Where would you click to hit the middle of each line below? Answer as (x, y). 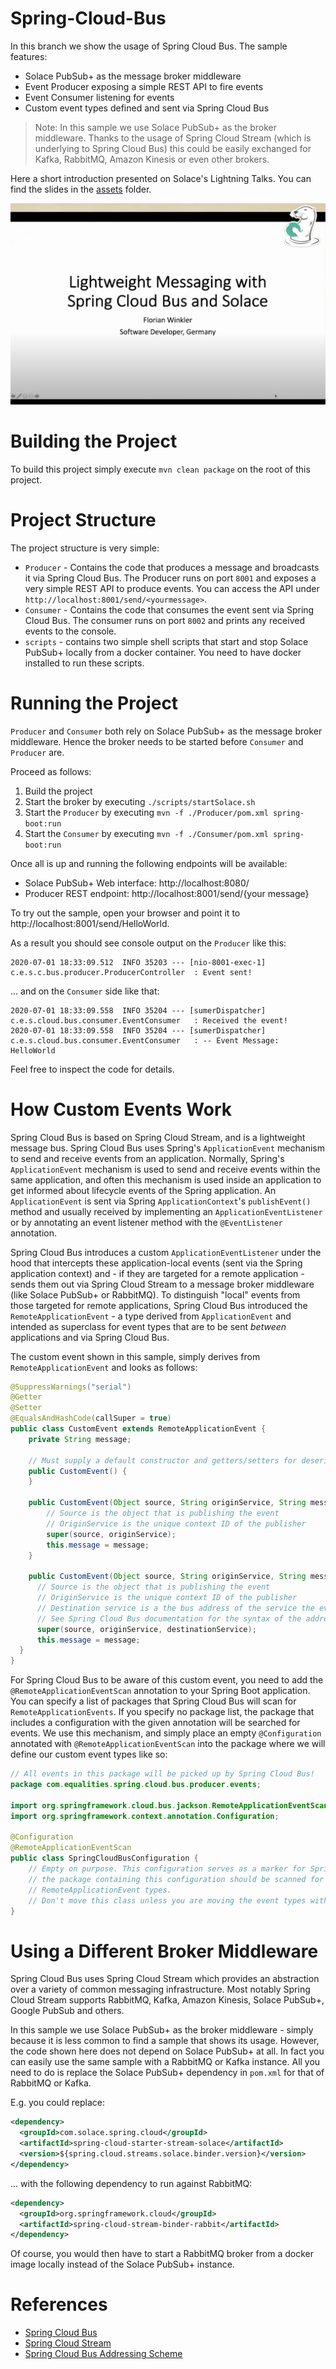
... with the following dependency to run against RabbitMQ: (131, 2183)
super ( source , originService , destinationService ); (146, 1629)
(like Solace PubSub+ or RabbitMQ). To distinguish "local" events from (155, 1294)
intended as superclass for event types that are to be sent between (148, 1326)
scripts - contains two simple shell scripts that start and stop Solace (166, 641)
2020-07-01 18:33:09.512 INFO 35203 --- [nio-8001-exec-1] (138, 962)
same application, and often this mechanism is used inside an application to (166, 1179)
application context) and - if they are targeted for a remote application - (157, 1273)
